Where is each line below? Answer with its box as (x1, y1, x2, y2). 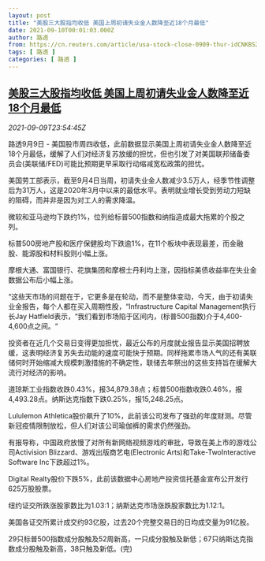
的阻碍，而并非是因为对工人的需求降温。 (8, 195, 140, 205)
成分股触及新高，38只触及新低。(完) (14, 544, 132, 553)
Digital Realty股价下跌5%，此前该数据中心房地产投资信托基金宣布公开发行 (8, 474, 248, 483)
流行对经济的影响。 (8, 367, 71, 377)
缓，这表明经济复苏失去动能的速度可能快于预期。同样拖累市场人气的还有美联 (8, 347, 257, 357)
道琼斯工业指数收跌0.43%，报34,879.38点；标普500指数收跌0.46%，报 (8, 384, 243, 394)
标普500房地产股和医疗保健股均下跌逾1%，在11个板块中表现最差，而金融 (8, 238, 244, 248)
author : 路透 (8, 33, 49, 42)
